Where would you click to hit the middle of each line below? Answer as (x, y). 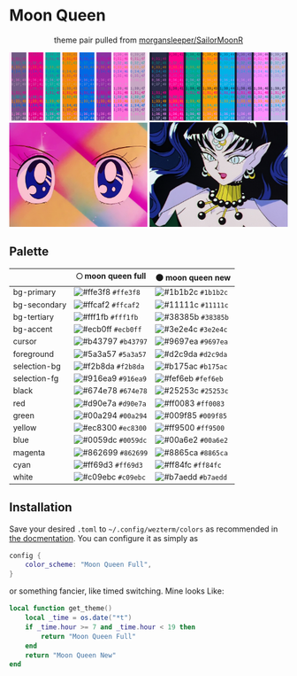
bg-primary (34, 292)
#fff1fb (124, 317)
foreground (34, 354)
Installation (41, 507)
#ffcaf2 (126, 305)
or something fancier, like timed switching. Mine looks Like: (117, 591)
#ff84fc (207, 465)
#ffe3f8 (126, 293)
